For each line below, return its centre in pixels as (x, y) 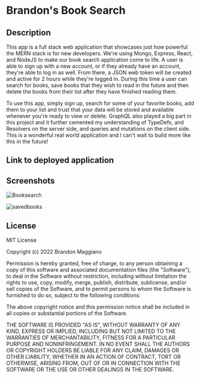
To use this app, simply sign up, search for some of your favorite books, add (100, 103)
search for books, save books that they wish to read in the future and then (98, 85)
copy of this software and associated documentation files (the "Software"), (99, 270)
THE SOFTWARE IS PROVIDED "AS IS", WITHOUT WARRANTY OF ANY (93, 325)
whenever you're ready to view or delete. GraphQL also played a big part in (99, 116)
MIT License (22, 240)
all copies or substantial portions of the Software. (67, 313)
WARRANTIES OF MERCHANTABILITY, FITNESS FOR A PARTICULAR (91, 338)
